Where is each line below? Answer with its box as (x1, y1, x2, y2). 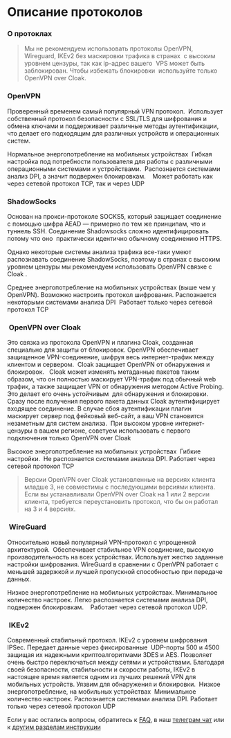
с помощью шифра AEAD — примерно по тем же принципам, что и (7, 219, 206, 228)
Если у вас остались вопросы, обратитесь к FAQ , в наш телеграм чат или (7, 715, 225, 723)
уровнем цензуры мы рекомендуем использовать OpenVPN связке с (7, 262, 212, 271)
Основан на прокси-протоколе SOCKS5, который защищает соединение (7, 213, 222, 221)
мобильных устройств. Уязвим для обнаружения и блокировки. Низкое (7, 680, 221, 688)
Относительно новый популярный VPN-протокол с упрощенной (7, 538, 196, 546)
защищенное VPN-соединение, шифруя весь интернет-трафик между (7, 353, 214, 361)
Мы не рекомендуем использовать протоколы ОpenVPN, (24, 44, 194, 53)
